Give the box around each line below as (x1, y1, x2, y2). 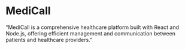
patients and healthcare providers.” (5, 36, 93, 43)
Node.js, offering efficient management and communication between (5, 30, 176, 37)
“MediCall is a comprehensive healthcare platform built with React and (5, 24, 180, 31)
